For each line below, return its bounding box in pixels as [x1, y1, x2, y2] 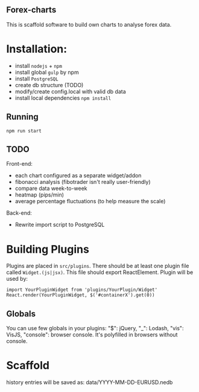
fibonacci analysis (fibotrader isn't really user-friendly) [14, 178, 151, 186]
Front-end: [6, 160, 33, 168]
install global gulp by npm [14, 68, 80, 76]
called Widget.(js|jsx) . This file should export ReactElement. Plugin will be [6, 269, 194, 276]
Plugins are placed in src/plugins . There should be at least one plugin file [6, 263, 189, 270]
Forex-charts [6, 5, 57, 15]
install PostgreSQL [14, 75, 58, 82]
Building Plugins [6, 242, 89, 256]
